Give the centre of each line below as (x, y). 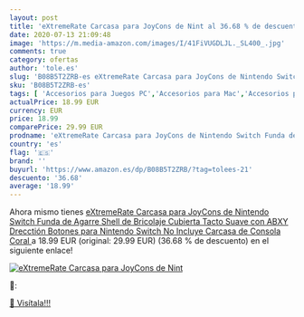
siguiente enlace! (41, 251)
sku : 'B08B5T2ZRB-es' (50, 85)
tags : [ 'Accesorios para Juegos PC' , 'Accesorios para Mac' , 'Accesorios (149, 93)
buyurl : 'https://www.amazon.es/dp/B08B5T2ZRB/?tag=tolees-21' (131, 169)
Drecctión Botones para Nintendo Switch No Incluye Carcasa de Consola (145, 231)
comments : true (38, 52)
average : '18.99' (42, 187)
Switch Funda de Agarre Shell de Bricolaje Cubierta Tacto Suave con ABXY (149, 222)
